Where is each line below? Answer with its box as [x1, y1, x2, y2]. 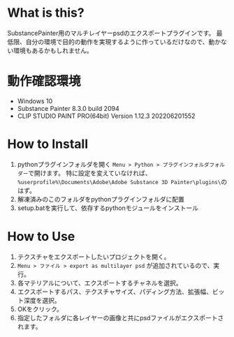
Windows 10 [17, 96, 53, 105]
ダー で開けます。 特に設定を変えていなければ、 [17, 169, 152, 177]
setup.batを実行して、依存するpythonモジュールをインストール [17, 204, 199, 212]
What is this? [7, 5, 85, 21]
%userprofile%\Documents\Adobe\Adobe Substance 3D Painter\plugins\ [17, 179, 221, 186]
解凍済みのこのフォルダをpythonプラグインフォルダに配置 [17, 195, 185, 203]
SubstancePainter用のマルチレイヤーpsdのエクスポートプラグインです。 [7, 29, 215, 37]
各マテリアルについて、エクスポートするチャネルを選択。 [17, 278, 182, 287]
